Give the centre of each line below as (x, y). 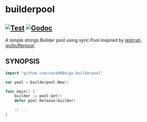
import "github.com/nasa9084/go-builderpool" (54, 73)
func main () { (20, 91)
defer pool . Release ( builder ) (45, 101)
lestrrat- (133, 40)
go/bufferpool (20, 46)
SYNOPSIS (23, 62)
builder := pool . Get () (38, 96)
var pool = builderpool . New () (37, 82)
